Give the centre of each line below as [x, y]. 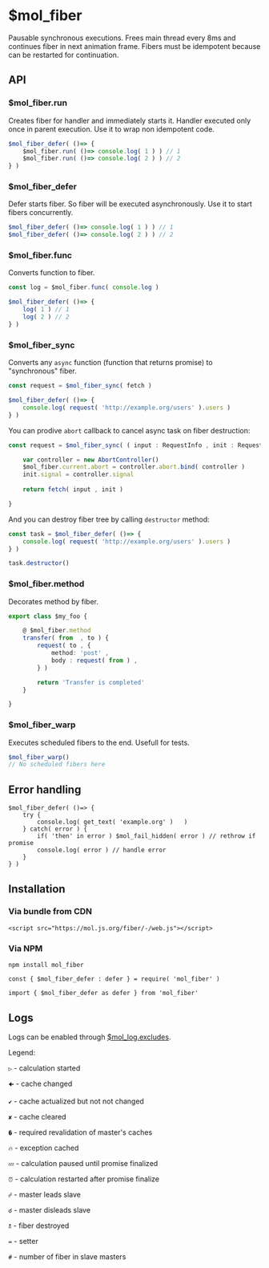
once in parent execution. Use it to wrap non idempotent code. [111, 129]
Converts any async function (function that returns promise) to [111, 363]
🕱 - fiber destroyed [39, 1225]
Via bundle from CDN [50, 912]
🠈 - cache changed [40, 1083]
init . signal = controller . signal [78, 475]
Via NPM [26, 948]
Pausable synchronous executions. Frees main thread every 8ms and [122, 38]
